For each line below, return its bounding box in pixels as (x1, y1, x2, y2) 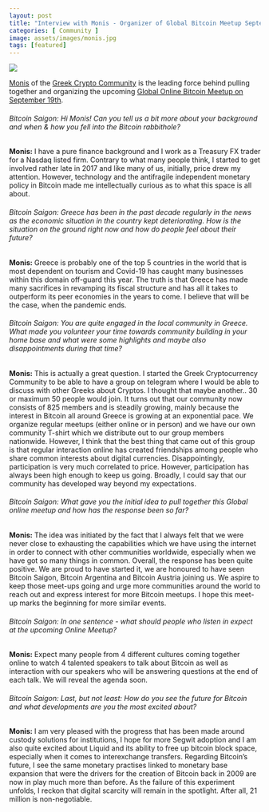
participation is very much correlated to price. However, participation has (9, 461, 250, 471)
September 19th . (9, 95, 64, 105)
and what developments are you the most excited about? (9, 702, 197, 711)
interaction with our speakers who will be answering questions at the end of (9, 667, 259, 676)
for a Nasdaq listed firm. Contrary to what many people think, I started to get (9, 155, 260, 164)
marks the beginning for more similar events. (19, 598, 167, 608)
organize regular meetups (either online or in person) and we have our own (9, 419, 256, 429)
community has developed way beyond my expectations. (9, 478, 197, 488)
